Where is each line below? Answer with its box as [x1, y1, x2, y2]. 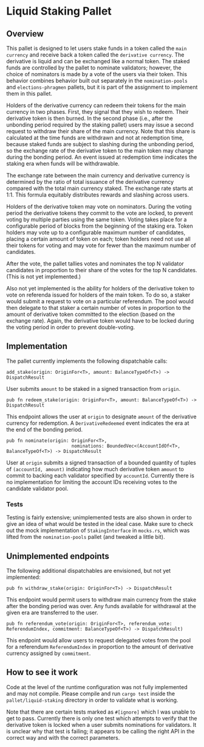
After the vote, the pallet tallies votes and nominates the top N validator [6, 260, 184, 267]
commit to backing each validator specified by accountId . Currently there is [6, 472, 194, 479]
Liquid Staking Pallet [6, 4, 112, 18]
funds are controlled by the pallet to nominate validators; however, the [6, 64, 182, 71]
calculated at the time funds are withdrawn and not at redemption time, [6, 134, 184, 141]
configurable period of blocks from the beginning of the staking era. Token [6, 222, 193, 230]
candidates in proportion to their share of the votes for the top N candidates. [6, 267, 197, 273]
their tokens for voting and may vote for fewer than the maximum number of [6, 242, 196, 249]
